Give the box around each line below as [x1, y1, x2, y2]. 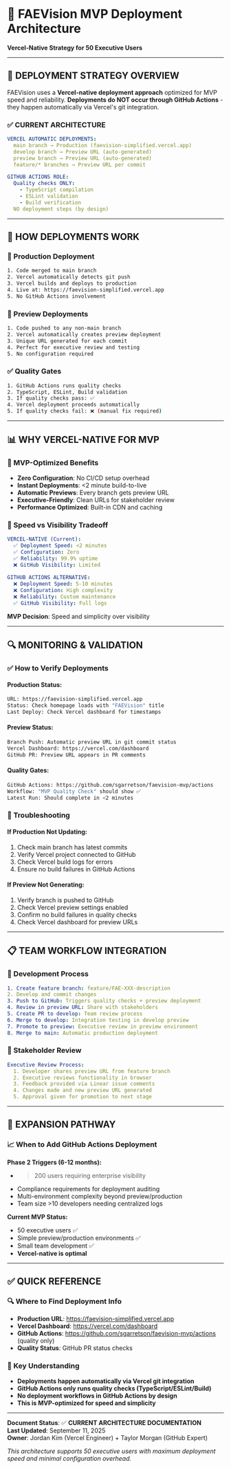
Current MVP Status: [7, 1212, 68, 1221]
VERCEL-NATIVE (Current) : [7, 536, 81, 543]
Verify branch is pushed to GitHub [16, 895, 114, 904]
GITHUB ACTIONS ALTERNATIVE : [7, 574, 91, 581]
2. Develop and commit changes [7, 991, 97, 998]
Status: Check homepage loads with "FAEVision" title [7, 702, 165, 709]
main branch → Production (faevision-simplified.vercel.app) [13, 142, 192, 149]
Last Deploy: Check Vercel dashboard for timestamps [7, 708, 162, 715]
